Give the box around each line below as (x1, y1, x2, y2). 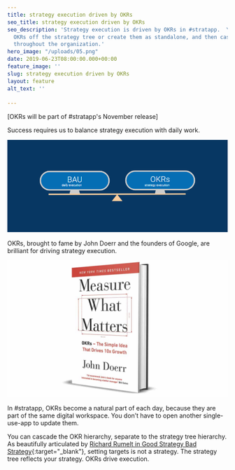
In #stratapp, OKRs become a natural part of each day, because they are (7, 404, 216, 412)
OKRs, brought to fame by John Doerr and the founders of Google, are (7, 239, 211, 248)
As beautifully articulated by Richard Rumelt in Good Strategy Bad (7, 439, 197, 448)
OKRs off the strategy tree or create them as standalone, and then (13, 34, 218, 41)
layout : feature (7, 78, 55, 85)
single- (203, 411, 224, 420)
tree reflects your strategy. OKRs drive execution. (7, 455, 150, 463)
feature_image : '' (7, 63, 61, 70)
